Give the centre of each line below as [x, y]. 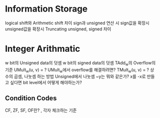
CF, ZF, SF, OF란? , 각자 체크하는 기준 [41, 110]
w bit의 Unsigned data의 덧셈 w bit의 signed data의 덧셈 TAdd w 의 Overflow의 [80, 63]
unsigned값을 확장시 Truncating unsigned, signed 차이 [58, 29]
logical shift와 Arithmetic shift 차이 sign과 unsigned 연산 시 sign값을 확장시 [77, 23]
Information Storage [46, 9]
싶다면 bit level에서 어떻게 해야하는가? [46, 83]
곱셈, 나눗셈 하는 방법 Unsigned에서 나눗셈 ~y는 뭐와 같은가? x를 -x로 [80, 76]
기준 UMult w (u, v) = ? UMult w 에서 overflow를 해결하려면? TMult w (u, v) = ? [77, 70]
